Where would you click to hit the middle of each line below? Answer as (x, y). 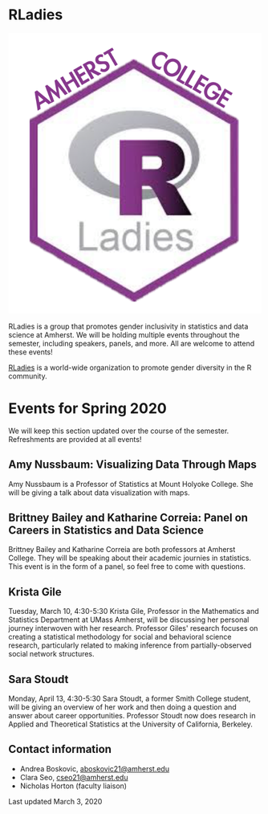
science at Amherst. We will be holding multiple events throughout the (124, 334)
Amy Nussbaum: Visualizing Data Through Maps (132, 465)
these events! (31, 352)
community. (28, 376)
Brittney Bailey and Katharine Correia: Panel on (128, 518)
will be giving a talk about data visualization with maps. (99, 493)
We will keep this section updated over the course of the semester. (119, 431)
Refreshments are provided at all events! (75, 439)
